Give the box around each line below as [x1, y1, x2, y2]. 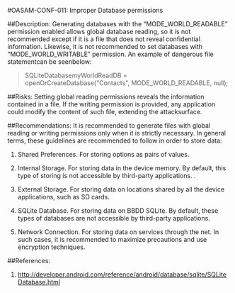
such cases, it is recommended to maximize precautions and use [17, 236, 207, 243]
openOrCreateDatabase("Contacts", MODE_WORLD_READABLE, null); [24, 79, 229, 87]
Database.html [17, 278, 60, 286]
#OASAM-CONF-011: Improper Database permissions [7, 6, 164, 14]
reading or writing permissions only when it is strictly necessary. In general [7, 129, 227, 137]
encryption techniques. [17, 243, 86, 251]
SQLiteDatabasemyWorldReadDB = [24, 71, 127, 79]
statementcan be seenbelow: [7, 57, 92, 66]
